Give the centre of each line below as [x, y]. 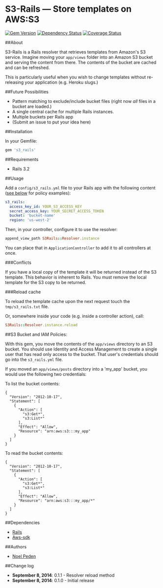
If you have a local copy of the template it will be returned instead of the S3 [81, 272]
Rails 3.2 [21, 169]
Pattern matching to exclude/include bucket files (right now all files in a [84, 101]
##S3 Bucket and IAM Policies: [36, 334]
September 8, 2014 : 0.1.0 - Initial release [53, 580]
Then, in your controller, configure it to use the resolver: [61, 230]
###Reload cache [23, 292]
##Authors [16, 546]
